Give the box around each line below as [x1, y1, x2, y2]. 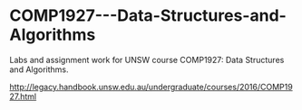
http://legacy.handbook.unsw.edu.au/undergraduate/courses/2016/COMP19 [9, 81, 293, 92]
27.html [9, 91, 37, 102]
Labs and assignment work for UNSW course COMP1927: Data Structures [9, 54, 285, 65]
